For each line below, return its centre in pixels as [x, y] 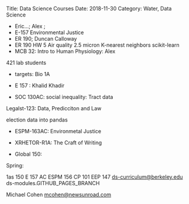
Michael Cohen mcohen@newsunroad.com [59, 195]
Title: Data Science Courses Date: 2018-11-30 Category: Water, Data [89, 9]
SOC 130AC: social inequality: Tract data [64, 97]
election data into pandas [37, 120]
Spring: [15, 165]
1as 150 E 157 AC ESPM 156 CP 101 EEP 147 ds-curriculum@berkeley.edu [94, 177]
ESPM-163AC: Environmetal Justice [58, 131]
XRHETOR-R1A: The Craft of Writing [58, 143]
